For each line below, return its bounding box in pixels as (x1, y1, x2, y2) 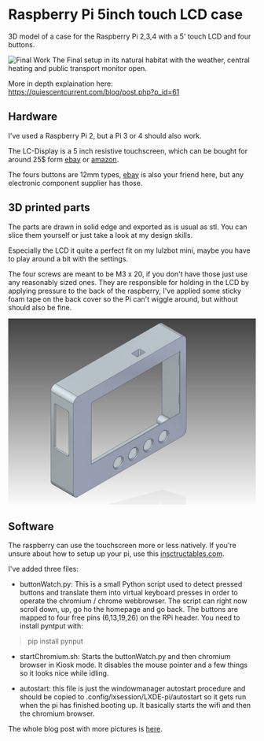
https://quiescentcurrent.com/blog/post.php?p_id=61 (8, 87, 180, 96)
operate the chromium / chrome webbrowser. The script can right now (19, 596, 247, 606)
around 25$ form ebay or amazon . (8, 154, 119, 164)
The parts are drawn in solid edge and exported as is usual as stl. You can (8, 222, 247, 232)
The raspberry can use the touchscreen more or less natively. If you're (8, 541, 237, 550)
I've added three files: (8, 565, 79, 574)
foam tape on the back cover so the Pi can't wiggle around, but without (8, 294, 238, 304)
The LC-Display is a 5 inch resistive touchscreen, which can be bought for (8, 146, 248, 155)
